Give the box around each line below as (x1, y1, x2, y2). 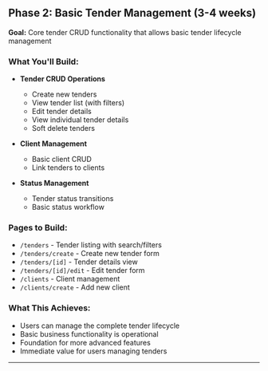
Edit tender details (31, 107, 92, 116)
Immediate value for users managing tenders (19, 346, 167, 356)
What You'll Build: (8, 56, 79, 67)
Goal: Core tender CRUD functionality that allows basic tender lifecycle (8, 27, 242, 37)
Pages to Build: (8, 223, 68, 234)
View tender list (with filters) (31, 98, 125, 108)
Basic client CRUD (31, 155, 92, 164)
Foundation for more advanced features (19, 337, 152, 347)
